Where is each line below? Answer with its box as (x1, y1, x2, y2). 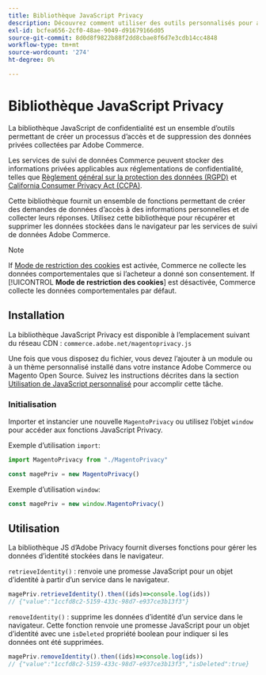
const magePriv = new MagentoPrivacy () (8, 470, 140, 478)
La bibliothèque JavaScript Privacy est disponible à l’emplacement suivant (8, 330, 250, 339)
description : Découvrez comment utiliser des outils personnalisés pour (8, 19, 253, 27)
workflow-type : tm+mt (8, 41, 80, 49)
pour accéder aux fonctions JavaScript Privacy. (8, 425, 164, 435)
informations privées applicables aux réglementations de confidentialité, (8, 163, 244, 173)
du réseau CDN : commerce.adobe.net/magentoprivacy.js (8, 338, 192, 347)
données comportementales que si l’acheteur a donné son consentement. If (8, 269, 255, 278)
